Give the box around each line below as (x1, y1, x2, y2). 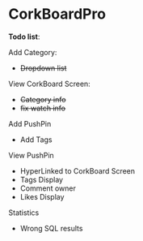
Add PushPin (8, 118, 52, 128)
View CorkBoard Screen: (8, 79, 90, 88)
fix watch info (19, 103, 66, 113)
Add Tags (19, 135, 53, 144)
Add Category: (8, 47, 57, 57)
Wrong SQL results (19, 223, 83, 233)
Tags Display (19, 174, 63, 184)
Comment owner (19, 183, 77, 193)
